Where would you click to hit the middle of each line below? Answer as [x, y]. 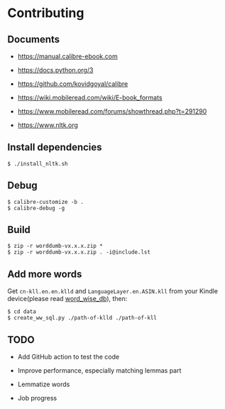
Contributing [46, 13]
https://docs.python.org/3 [55, 70]
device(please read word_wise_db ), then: [67, 299]
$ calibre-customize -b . [45, 202]
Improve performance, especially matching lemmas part [99, 371]
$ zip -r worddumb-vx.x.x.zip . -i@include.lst [79, 252]
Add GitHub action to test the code [68, 357]
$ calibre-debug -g [36, 208]
